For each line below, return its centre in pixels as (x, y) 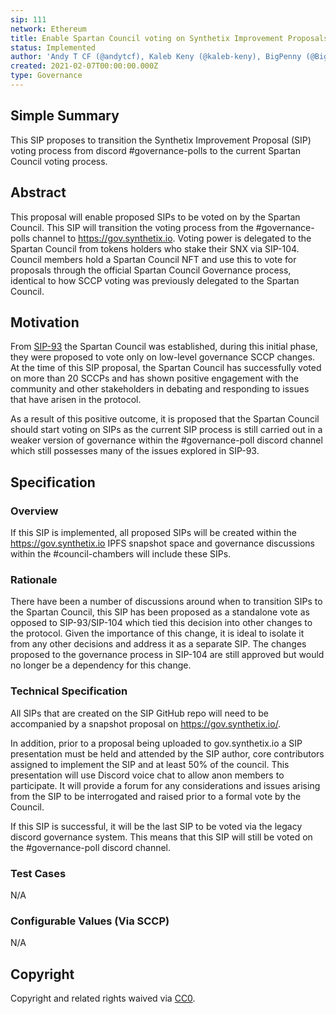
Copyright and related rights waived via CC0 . (103, 998)
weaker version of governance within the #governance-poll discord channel (166, 440)
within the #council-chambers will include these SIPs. (121, 554)
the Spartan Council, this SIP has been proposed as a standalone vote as (160, 612)
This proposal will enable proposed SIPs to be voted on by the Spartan (155, 217)
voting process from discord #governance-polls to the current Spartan (155, 150)
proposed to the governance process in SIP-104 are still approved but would (167, 655)
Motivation (45, 322)
